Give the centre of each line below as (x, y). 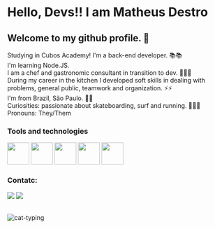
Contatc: (22, 181)
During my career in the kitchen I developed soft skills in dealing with (106, 80)
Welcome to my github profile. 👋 (79, 38)
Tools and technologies (48, 131)
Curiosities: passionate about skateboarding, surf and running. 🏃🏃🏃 (104, 105)
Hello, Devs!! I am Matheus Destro (107, 12)
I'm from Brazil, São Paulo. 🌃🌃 (50, 98)
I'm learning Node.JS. (38, 65)
